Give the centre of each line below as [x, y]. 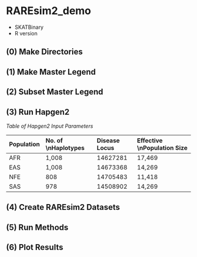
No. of [54, 141]
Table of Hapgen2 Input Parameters [50, 126]
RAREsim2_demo [49, 11]
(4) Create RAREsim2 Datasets [63, 207]
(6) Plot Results [35, 247]
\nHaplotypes [65, 148]
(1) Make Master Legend [51, 72]
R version [26, 33]
